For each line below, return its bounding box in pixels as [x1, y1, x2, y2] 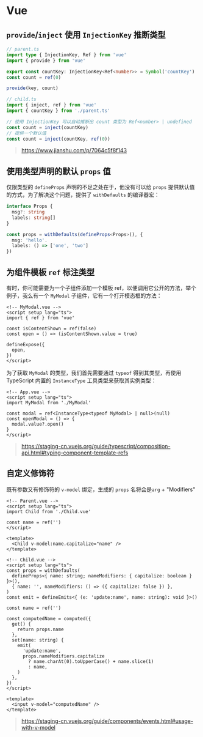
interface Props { [6, 203, 53, 210]
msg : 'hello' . [12, 237, 48, 243]
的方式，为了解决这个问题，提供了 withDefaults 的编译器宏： [6, 191, 160, 199]
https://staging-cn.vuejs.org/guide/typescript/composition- [21, 443, 171, 450]
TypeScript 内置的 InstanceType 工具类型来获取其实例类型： [6, 377, 157, 384]
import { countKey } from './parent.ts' [6, 108, 111, 114]
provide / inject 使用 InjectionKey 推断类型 [6, 29, 166, 40]
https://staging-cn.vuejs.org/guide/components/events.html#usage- [21, 717, 194, 725]
